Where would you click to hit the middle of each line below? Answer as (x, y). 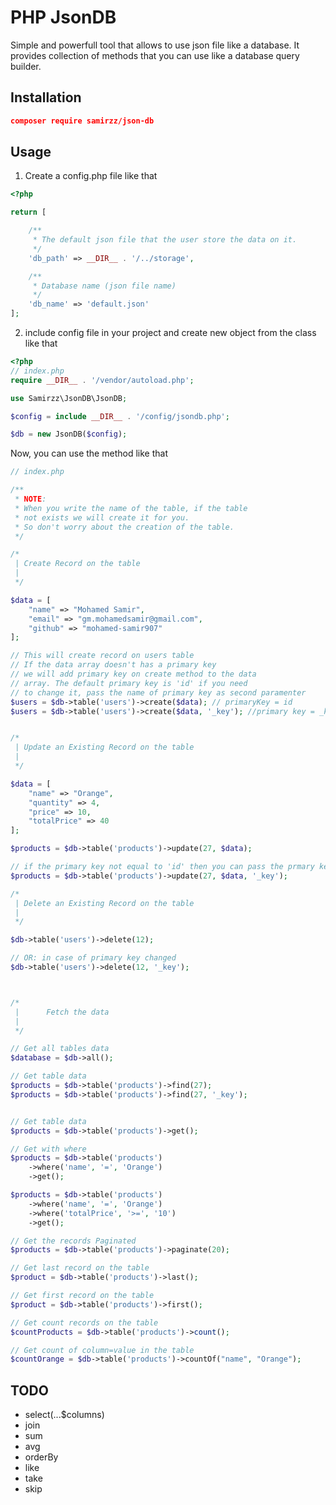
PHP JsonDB (63, 17)
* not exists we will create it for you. (102, 517)
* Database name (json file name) (104, 286)
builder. (26, 66)
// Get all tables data (60, 1049)
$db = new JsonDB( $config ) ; (69, 434)
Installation (46, 97)
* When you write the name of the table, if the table (131, 508)
